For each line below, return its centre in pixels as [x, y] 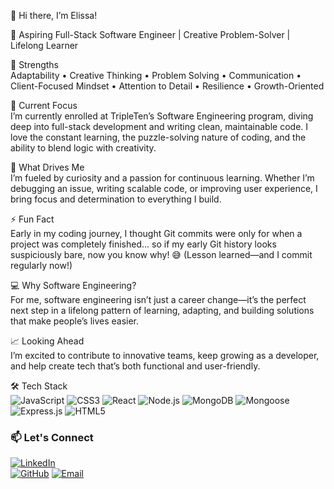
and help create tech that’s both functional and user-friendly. [135, 366]
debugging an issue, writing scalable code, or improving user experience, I [164, 188]
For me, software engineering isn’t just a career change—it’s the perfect [158, 299]
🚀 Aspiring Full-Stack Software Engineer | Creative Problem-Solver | [150, 34]
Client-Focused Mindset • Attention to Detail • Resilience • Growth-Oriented [167, 86]
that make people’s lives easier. [75, 321]
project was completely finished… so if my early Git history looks [143, 244]
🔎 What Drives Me [47, 167]
